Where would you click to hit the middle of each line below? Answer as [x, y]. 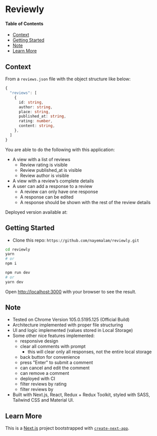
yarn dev [14, 282]
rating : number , [35, 121]
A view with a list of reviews [41, 159]
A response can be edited [47, 197]
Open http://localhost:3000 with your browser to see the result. [71, 292]
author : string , [35, 107]
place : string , [34, 112]
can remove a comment [45, 373]
